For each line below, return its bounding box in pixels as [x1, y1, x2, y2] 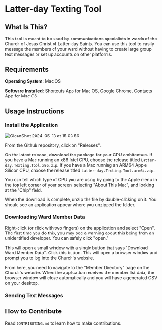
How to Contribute [5, 307, 62, 315]
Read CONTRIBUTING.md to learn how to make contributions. [5, 320, 122, 326]
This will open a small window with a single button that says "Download [5, 245, 148, 251]
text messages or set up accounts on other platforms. [5, 51, 113, 57]
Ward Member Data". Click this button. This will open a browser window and [5, 250, 158, 255]
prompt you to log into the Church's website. [5, 255, 95, 261]
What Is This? [5, 23, 48, 31]
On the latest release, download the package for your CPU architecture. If [5, 152, 152, 157]
